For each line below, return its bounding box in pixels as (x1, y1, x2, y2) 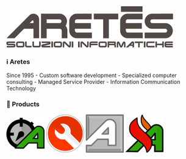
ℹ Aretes (6, 57, 30, 66)
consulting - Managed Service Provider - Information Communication (6, 78, 181, 86)
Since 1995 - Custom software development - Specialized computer (6, 72, 177, 79)
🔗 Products (6, 100, 40, 109)
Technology (6, 85, 37, 92)
